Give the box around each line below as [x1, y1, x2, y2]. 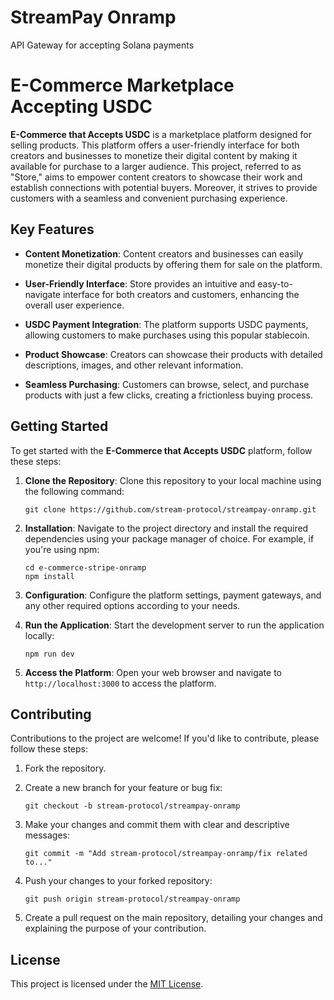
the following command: [24, 485, 125, 497]
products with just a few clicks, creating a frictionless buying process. [24, 389, 313, 401]
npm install [24, 571, 75, 581]
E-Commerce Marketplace [10, 74, 235, 97]
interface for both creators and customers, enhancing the [62, 288, 300, 300]
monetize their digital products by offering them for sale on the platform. [24, 258, 323, 270]
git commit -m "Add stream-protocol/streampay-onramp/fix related [24, 849, 308, 859]
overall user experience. [24, 299, 125, 311]
